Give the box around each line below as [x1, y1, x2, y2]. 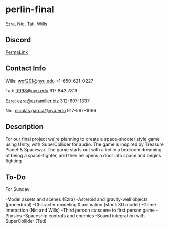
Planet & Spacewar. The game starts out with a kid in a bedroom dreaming [5, 147, 162, 153]
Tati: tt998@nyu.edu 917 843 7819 [5, 87, 78, 93]
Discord [5, 35, 31, 44]
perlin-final [5, 4, 55, 15]
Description [5, 122, 44, 131]
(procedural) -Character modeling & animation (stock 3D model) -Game [5, 202, 156, 208]
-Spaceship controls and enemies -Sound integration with [23, 213, 145, 219]
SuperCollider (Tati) [5, 218, 47, 224]
